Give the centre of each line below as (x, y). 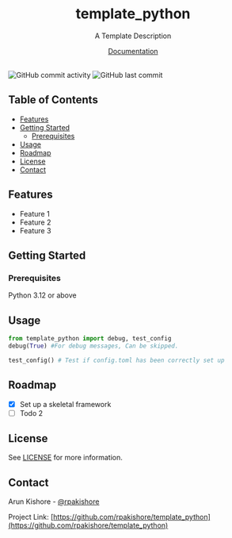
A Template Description (133, 36)
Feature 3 (35, 230)
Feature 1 (34, 213)
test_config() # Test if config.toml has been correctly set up (116, 360)
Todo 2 (31, 413)
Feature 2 (35, 222)
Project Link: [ (31, 517)
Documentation (133, 51)
